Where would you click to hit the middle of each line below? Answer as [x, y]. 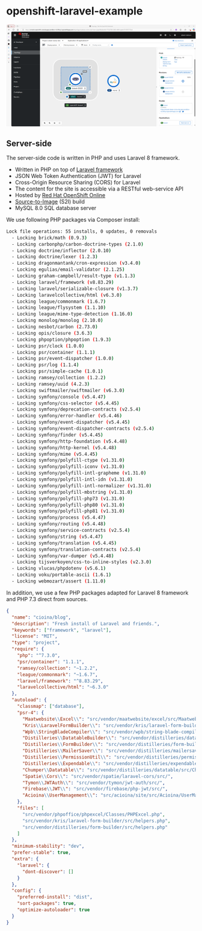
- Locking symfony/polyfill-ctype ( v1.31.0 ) [68, 460]
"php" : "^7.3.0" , [39, 655]
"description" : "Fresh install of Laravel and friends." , [86, 623]
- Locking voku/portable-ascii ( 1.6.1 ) [62, 575]
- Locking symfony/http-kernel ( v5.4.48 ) [64, 447]
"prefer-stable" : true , [41, 853]
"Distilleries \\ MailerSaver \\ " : [63, 751]
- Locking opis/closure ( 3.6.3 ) [52, 333]
